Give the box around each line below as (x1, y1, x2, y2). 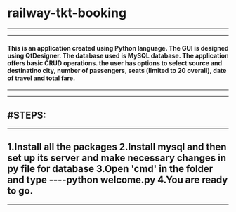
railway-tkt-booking (7, 5, 127, 21)
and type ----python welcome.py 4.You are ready (7, 174, 228, 186)
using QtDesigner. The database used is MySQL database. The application (7, 51, 230, 60)
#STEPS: (7, 109, 47, 121)
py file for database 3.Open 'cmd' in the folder (7, 163, 214, 175)
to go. (7, 185, 34, 197)
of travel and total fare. (7, 74, 76, 82)
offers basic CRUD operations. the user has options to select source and (7, 58, 223, 67)
